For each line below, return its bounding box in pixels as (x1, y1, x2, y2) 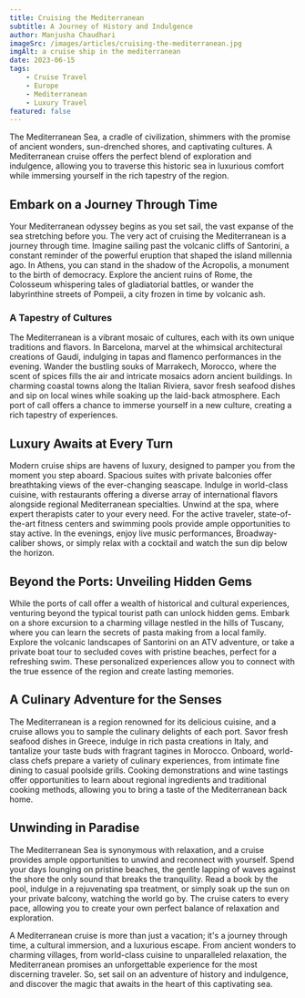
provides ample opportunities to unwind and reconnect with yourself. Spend (9, 854, 295, 865)
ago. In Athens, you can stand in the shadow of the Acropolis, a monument (9, 260, 290, 271)
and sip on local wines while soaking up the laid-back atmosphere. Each (9, 390, 280, 401)
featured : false (9, 107, 71, 116)
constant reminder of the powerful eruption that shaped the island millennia (9, 250, 293, 261)
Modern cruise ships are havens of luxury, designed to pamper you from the (9, 460, 296, 471)
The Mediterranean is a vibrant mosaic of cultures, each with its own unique (9, 332, 295, 343)
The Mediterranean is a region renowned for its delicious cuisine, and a (9, 716, 277, 727)
